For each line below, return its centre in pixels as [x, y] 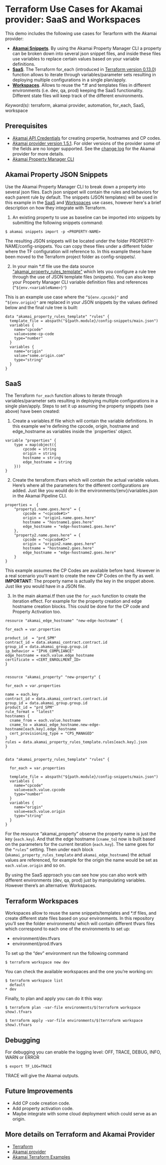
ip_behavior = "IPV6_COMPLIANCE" [40, 651]
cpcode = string [40, 449]
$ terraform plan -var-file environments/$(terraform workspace [73, 1008]
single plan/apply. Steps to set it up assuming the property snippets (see [79, 406]
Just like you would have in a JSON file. [45, 586]
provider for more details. [38, 154]
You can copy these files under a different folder [104, 246]
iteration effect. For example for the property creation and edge [77, 601]
